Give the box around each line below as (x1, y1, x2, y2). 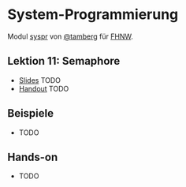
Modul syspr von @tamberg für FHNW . (7, 32, 133, 41)
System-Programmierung (7, 6, 179, 24)
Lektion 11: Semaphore (7, 54, 121, 68)
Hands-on (7, 150, 58, 163)
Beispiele (7, 107, 54, 120)
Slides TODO (18, 75, 61, 84)
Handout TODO (18, 84, 69, 93)
